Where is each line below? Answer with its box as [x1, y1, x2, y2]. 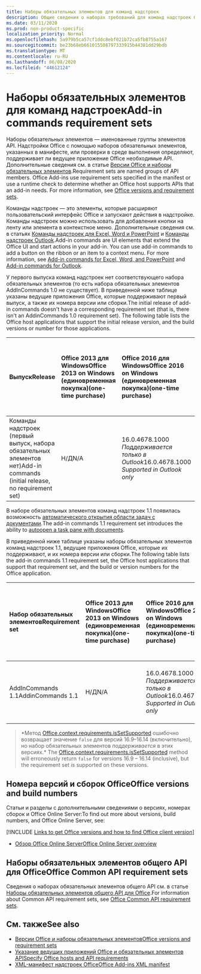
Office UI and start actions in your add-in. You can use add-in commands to [6, 243, 193, 250]
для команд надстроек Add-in [6, 103, 163, 117]
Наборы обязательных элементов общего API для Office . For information [6, 889, 190, 896]
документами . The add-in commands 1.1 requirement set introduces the [6, 520, 183, 527]
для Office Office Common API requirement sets [6, 867, 188, 877]
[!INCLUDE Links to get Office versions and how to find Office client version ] [6, 829, 194, 836]
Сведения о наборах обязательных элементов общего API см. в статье [6, 883, 188, 890]
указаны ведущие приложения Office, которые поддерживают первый [6, 293, 187, 300]
